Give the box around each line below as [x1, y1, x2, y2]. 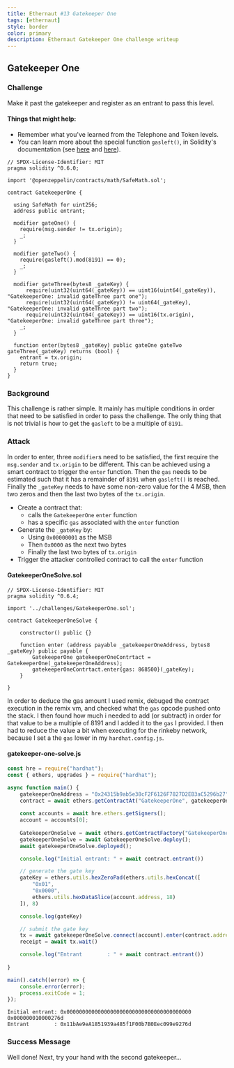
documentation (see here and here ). [17, 145, 121, 154]
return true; [19, 360, 58, 367]
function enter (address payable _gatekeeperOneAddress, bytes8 [19, 641, 210, 648]
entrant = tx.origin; [19, 354, 82, 362]
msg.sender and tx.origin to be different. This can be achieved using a [7, 460, 210, 468]
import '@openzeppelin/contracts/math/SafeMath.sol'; [7, 177, 167, 184]
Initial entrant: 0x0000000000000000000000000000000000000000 [7, 1009, 192, 1016]
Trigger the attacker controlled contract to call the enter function [17, 555, 203, 563]
